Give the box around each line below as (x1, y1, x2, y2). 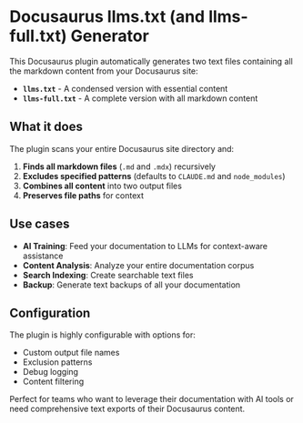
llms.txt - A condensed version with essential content (22, 83, 228, 94)
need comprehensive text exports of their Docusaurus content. (9, 403, 246, 415)
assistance (22, 250, 64, 261)
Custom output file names (22, 347, 120, 358)
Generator (70, 25, 150, 46)
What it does (9, 119, 84, 135)
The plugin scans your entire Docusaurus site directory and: (9, 143, 235, 154)
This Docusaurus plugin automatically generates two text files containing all (9, 55, 293, 66)
